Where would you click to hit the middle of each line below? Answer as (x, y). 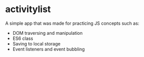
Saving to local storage (36, 43)
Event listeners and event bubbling (49, 49)
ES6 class (23, 38)
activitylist (28, 9)
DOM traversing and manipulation (47, 33)
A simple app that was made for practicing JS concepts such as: (72, 23)
